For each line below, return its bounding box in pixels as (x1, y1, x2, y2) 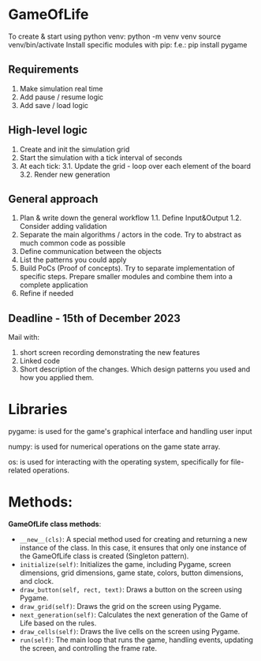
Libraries (8, 401, 68, 419)
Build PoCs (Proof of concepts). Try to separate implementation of (19, 263, 235, 273)
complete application (19, 280, 88, 289)
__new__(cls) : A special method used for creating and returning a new (19, 535, 248, 544)
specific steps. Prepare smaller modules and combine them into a (19, 272, 233, 282)
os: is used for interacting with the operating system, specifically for (8, 457, 229, 467)
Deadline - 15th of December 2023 (8, 312, 181, 325)
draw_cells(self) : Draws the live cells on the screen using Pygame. (19, 627, 240, 637)
